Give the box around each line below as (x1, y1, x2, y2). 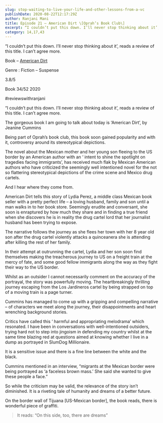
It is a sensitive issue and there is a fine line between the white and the (5, 349, 147, 354)
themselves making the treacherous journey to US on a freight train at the (5, 254, 152, 260)
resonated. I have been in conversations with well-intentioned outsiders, (5, 324, 150, 329)
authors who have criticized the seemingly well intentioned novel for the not (5, 164, 157, 170)
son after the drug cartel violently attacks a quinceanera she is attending (5, 234, 151, 240)
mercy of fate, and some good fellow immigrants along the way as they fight (5, 259, 158, 265)
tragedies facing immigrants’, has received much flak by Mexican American (5, 159, 156, 165)
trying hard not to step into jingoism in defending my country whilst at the (5, 329, 152, 334)
